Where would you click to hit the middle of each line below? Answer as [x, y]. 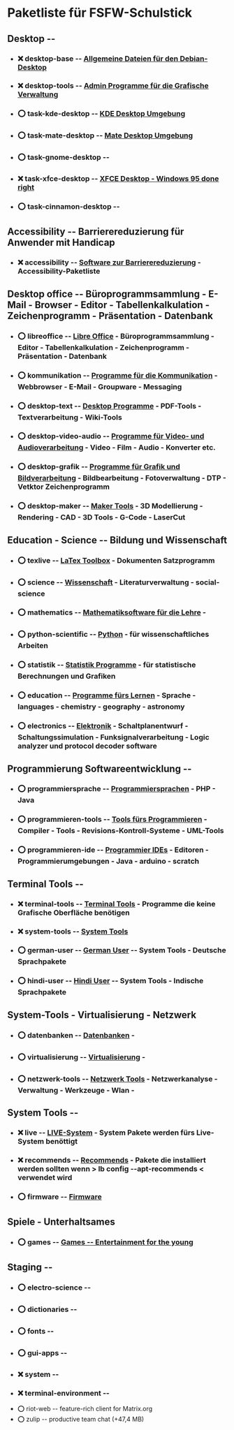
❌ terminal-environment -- [64, 1393]
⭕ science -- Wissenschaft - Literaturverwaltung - [105, 582]
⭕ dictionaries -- [47, 1309]
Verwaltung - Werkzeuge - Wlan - [76, 1090]
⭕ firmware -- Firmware [60, 1197]
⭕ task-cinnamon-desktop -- [68, 207]
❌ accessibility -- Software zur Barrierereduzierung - [109, 263]
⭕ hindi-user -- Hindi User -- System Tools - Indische [110, 981]
